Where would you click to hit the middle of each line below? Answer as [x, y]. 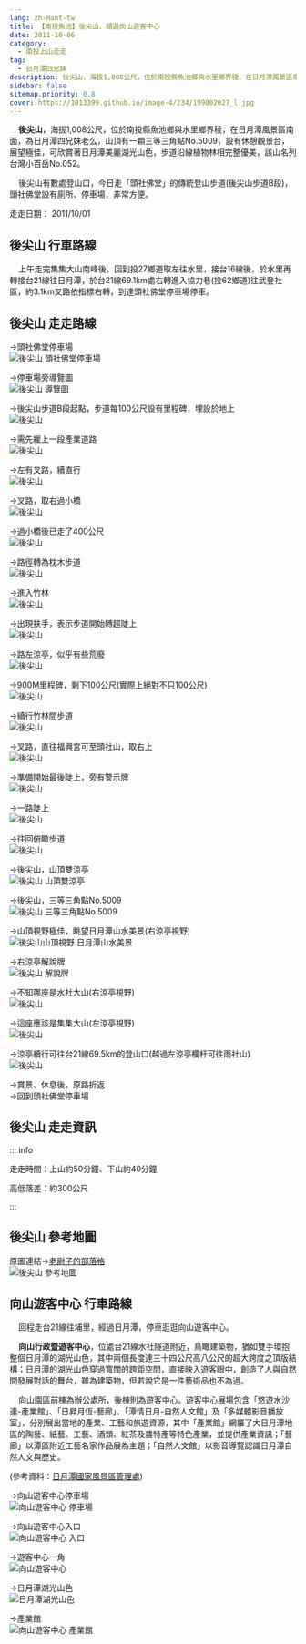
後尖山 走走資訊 [53, 1127]
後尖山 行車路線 [53, 245]
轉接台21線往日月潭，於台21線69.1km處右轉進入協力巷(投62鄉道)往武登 [142, 281]
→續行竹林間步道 [41, 715]
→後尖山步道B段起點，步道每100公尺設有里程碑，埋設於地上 [122, 408]
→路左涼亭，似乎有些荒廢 [57, 654]
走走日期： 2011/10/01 [50, 214]
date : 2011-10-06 [42, 35]
